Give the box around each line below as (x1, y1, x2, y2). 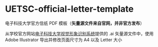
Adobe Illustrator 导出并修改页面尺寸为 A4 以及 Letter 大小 (5, 37, 122, 43)
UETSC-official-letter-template (5, 3, 134, 15)
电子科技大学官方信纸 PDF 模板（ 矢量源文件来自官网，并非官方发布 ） (5, 20, 145, 26)
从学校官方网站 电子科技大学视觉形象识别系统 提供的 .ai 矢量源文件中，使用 (5, 30, 154, 36)
